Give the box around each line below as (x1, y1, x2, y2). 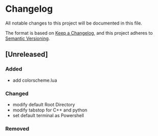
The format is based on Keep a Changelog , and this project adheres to (5, 30, 153, 36)
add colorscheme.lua (12, 77, 58, 83)
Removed (5, 125, 30, 132)
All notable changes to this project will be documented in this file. (5, 20, 143, 26)
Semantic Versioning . (5, 35, 50, 41)
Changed (5, 90, 29, 97)
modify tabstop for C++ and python (12, 107, 88, 113)
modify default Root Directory (12, 101, 75, 107)
